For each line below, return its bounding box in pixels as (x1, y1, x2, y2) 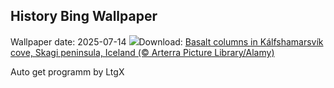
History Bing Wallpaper (10, 8, 158, 25)
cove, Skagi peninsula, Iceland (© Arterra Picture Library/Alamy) (10, 46, 275, 58)
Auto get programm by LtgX (10, 65, 125, 78)
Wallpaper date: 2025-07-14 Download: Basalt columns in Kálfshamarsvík (10, 35, 324, 48)
